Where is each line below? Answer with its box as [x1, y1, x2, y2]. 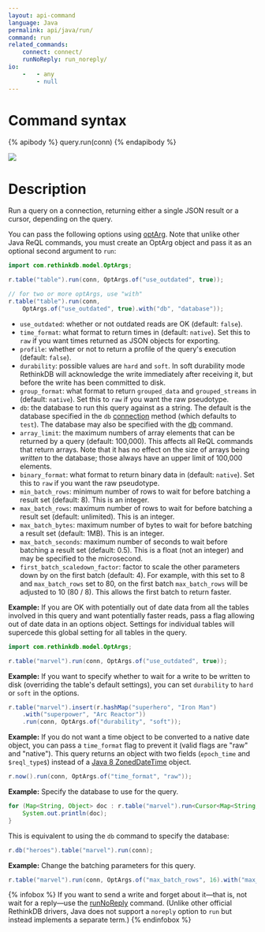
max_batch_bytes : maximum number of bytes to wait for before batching [19, 520, 252, 529]
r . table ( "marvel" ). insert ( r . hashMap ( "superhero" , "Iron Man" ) [8, 703, 217, 711]
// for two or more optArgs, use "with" [8, 290, 144, 298]
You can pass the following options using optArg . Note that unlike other [8, 229, 241, 239]
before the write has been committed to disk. [19, 378, 166, 387]
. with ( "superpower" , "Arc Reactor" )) [22, 710, 147, 718]
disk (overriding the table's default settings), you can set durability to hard [8, 680, 254, 689]
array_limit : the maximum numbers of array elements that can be [19, 427, 235, 438]
